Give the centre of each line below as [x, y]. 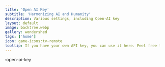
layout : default [22, 23]
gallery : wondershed [26, 32]
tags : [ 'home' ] [21, 37]
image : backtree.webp [27, 28]
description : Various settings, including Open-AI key [62, 18]
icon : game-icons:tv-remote [34, 41]
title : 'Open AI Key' [27, 9]
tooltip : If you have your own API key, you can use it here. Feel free [81, 46]
